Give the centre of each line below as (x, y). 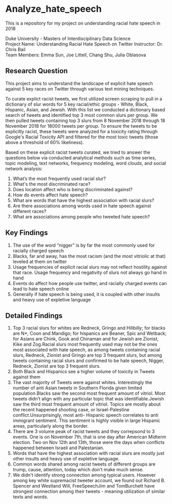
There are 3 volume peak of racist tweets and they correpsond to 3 (84, 432)
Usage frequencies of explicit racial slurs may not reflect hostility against (90, 267)
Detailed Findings (34, 316)
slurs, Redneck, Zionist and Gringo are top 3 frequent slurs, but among (87, 355)
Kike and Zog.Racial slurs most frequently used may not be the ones (85, 345)
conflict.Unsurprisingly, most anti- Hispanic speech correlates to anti (85, 415)
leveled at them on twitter (40, 261)
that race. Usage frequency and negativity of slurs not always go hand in (90, 272)
